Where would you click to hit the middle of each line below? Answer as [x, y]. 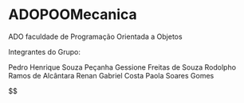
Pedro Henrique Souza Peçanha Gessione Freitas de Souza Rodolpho [122, 67]
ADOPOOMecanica [73, 15]
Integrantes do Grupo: [45, 51]
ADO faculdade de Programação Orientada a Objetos [95, 36]
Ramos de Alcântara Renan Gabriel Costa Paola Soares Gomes [111, 75]
